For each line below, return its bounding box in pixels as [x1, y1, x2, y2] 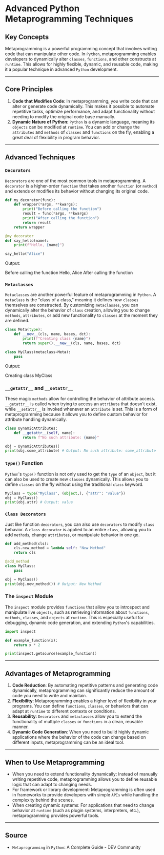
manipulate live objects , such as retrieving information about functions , [5, 609, 149, 615]
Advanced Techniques [5, 153, 76, 162]
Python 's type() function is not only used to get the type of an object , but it [5, 471, 156, 477]
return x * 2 [14, 643, 41, 647]
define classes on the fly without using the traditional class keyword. [5, 481, 144, 487]
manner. [12, 724, 29, 730]
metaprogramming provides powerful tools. [12, 813, 100, 818]
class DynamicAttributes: [5, 426, 58, 431]
